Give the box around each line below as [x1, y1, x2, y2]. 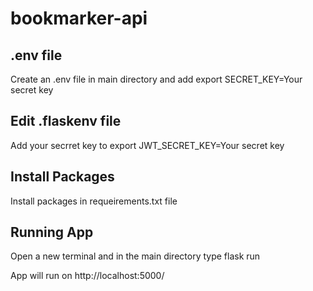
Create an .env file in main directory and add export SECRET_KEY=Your [10, 73, 303, 85]
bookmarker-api [10, 7, 148, 30]
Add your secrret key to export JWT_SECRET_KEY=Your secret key [10, 139, 285, 151]
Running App [10, 224, 94, 241]
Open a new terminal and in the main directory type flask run [10, 250, 261, 262]
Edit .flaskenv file [10, 113, 122, 130]
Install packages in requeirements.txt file [10, 195, 178, 207]
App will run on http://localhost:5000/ [10, 270, 165, 282]
